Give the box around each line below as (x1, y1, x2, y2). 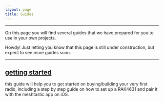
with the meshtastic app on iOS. (5, 91, 69, 98)
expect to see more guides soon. (5, 49, 71, 55)
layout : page (5, 7, 32, 12)
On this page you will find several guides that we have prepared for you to (5, 30, 154, 36)
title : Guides (5, 12, 34, 17)
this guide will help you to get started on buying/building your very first (5, 81, 148, 87)
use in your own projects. (5, 35, 56, 41)
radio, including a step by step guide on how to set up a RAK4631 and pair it (5, 86, 158, 92)
